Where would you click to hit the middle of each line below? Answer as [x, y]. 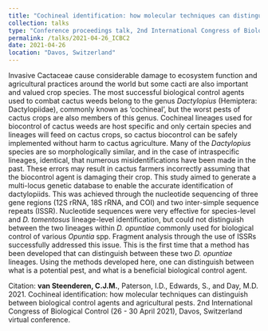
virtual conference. [39, 319]
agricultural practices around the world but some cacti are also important [128, 84]
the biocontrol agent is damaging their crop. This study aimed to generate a [132, 177]
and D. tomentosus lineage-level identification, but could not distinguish [126, 219]
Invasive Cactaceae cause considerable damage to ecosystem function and [133, 75]
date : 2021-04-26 [37, 45]
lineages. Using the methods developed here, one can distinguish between [131, 262]
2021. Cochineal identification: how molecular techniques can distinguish [128, 294]
